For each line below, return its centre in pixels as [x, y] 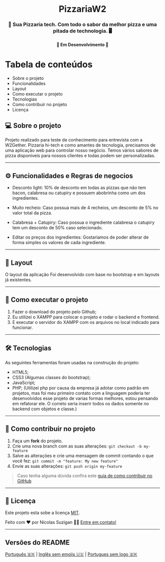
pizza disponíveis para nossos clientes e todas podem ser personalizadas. [80, 156]
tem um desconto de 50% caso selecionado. [57, 228]
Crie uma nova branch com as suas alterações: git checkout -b [77, 446]
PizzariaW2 [82, 9]
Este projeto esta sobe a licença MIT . [42, 513]
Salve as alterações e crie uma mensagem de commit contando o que [83, 456]
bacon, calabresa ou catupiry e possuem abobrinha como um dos [79, 193]
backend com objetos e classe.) [44, 409]
